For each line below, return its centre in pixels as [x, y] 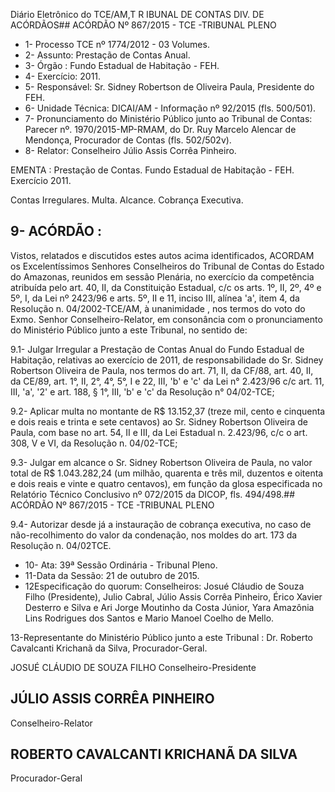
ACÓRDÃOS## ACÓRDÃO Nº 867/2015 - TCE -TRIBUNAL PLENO [143, 25]
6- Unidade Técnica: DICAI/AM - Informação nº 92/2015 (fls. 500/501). [170, 108]
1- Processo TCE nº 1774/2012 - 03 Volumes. [117, 44]
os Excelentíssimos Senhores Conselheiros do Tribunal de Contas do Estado [167, 266]
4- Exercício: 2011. [63, 76]
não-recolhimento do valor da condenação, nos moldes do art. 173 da [154, 535]
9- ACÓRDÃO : [56, 231]
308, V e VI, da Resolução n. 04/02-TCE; [94, 443]
